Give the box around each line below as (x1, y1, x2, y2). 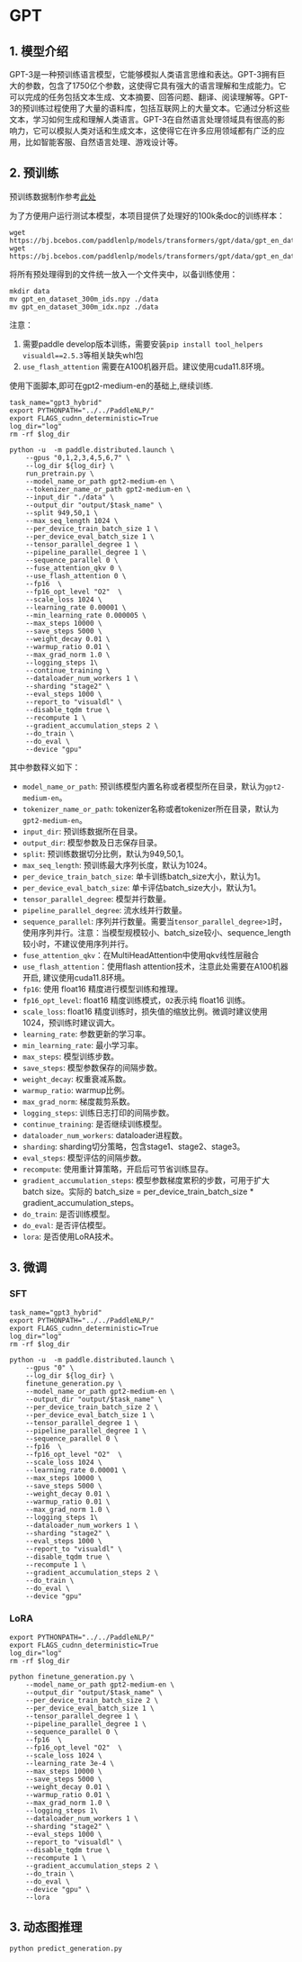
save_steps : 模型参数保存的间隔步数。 (22, 1062, 163, 1072)
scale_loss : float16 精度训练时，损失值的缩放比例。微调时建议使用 (22, 1006, 268, 1017)
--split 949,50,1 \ (25, 508, 99, 518)
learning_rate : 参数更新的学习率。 (22, 1028, 151, 1039)
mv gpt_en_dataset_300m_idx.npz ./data (9, 303, 159, 312)
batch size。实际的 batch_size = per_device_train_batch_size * (22, 1186, 254, 1197)
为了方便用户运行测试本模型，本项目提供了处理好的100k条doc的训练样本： (9, 210, 286, 221)
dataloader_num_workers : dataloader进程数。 (22, 1129, 187, 1140)
